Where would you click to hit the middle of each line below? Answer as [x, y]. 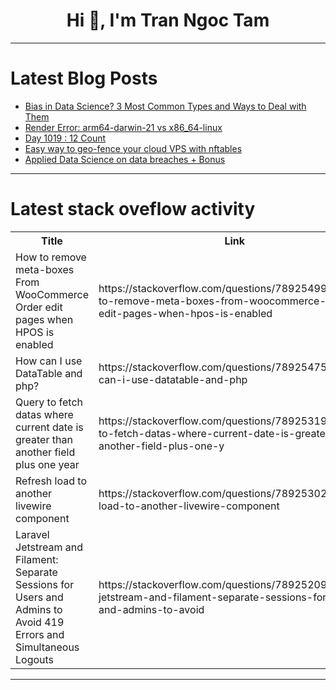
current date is [49, 427]
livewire [33, 506]
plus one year [47, 464]
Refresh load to [51, 481]
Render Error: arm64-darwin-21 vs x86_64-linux [123, 127]
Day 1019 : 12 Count [65, 138]
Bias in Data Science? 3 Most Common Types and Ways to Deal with [165, 106]
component [42, 518]
